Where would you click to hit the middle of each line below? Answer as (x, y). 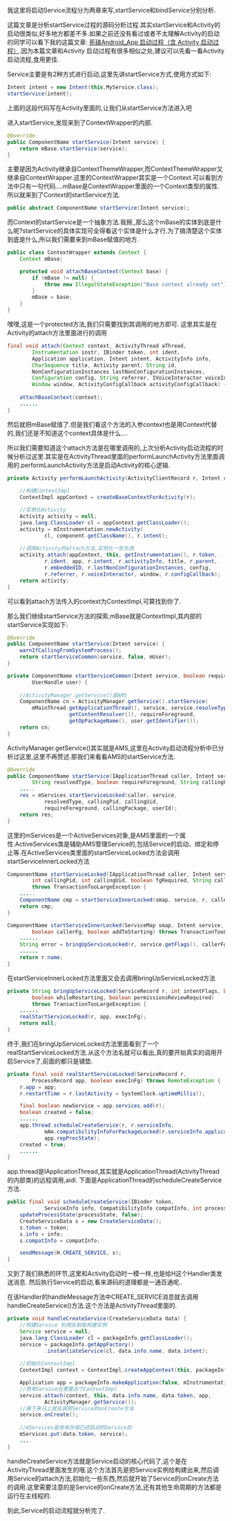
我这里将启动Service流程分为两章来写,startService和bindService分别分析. (112, 10)
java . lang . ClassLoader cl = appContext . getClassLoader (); (105, 522)
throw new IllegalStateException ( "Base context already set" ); (137, 284)
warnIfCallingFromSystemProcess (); (71, 650)
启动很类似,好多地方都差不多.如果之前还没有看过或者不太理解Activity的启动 (113, 34)
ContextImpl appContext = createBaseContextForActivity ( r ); (108, 498)
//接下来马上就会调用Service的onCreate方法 (77, 1408)
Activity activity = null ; (58, 516)
